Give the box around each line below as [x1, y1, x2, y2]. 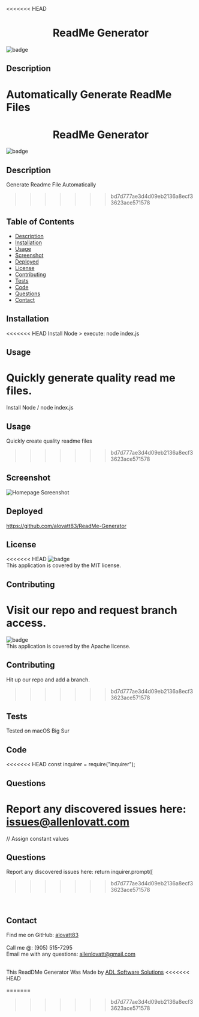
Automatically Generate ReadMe [6, 87, 172, 101]
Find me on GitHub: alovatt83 [6, 932, 79, 939]
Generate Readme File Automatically [6, 181, 97, 188]
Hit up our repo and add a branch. [6, 676, 90, 683]
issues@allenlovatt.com [6, 815, 130, 829]
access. [6, 616, 47, 630]
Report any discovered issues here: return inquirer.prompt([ [6, 868, 153, 876]
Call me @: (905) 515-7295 [6, 944, 73, 951]
